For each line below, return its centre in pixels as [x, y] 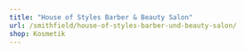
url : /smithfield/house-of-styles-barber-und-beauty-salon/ [123, 26]
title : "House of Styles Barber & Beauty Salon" [101, 17]
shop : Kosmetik [37, 33]
